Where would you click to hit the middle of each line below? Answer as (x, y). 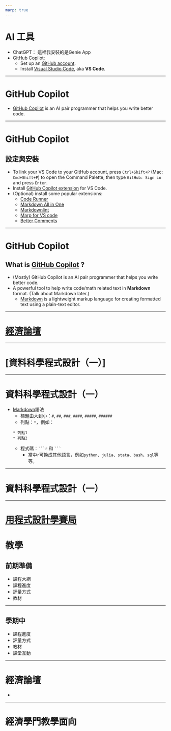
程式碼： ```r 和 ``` (41, 449)
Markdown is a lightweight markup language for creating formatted (91, 299)
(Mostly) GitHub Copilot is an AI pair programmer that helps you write (85, 277)
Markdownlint (35, 209)
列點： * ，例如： (37, 422)
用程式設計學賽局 (41, 520)
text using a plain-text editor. (50, 304)
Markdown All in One (42, 204)
